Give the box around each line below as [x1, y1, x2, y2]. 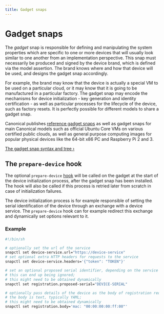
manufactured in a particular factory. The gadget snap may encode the [5, 90, 148, 96]
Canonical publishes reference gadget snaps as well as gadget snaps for [5, 120, 152, 126]
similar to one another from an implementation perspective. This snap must [5, 55, 156, 61]
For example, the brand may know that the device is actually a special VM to [5, 80, 159, 86]
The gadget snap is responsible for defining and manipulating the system [5, 45, 152, 50]
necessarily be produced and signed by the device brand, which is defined [5, 60, 156, 66]
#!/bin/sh [5, 237, 25, 242]
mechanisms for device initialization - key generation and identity [5, 95, 137, 101]
